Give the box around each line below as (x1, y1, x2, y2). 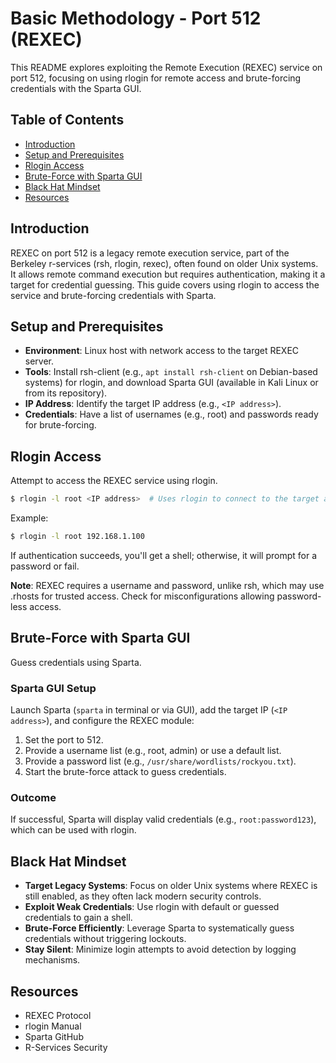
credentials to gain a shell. (24, 912, 133, 924)
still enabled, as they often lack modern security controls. (24, 890, 262, 902)
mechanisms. (24, 954, 81, 966)
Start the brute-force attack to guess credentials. (24, 766, 227, 778)
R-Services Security (24, 1041, 108, 1053)
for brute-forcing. (24, 419, 97, 431)
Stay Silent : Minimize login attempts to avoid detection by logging (24, 943, 297, 956)
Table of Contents (10, 112, 125, 129)
